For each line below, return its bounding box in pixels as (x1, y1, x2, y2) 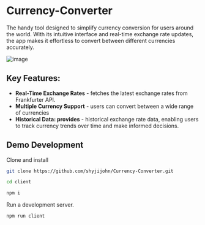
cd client (6, 179, 32, 185)
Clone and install (6, 156, 49, 163)
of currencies (15, 109, 50, 116)
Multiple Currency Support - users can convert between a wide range (15, 102, 194, 110)
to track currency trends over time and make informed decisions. (15, 122, 179, 129)
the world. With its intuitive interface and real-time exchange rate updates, (6, 30, 194, 37)
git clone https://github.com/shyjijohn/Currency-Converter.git (6, 168, 174, 174)
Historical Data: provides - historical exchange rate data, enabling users (15, 115, 199, 123)
